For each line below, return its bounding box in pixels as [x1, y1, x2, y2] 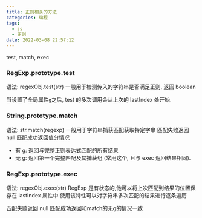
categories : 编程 [6, 15, 48, 21]
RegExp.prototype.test [6, 68, 75, 77]
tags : [6, 20, 20, 26]
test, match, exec [6, 54, 50, 61]
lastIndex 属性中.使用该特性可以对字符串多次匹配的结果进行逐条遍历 [18, 191, 187, 199]
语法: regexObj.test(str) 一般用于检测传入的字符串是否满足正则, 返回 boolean [6, 83, 197, 91]
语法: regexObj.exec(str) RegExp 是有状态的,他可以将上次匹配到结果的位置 [6, 184, 191, 191]
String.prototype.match [6, 111, 78, 120]
